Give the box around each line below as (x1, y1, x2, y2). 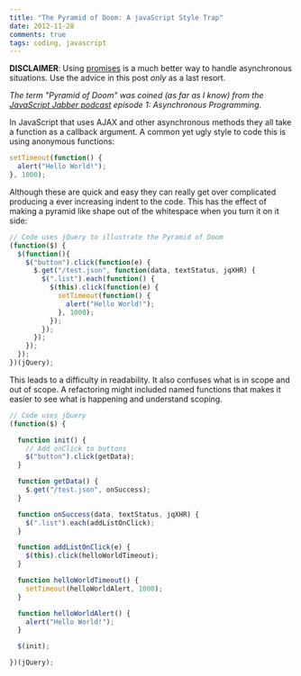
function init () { (17, 436, 87, 445)
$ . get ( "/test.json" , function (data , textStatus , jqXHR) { (32, 266, 256, 275)
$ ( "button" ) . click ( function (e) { (25, 257, 151, 266)
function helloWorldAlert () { (17, 608, 131, 617)
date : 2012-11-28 (9, 22, 75, 31)
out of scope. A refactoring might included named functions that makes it (9, 383, 281, 394)
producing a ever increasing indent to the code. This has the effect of (9, 195, 268, 207)
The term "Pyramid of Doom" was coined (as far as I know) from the (9, 90, 264, 101)
